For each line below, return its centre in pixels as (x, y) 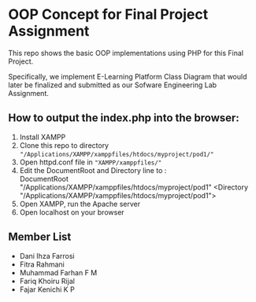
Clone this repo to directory (64, 145)
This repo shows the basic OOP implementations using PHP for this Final (126, 53)
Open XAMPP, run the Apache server (80, 204)
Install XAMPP (43, 137)
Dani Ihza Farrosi (47, 256)
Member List (40, 237)
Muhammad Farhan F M (58, 272)
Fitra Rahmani (42, 264)
